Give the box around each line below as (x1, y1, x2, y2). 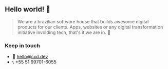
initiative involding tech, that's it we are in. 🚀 (17, 29, 111, 36)
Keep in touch (5, 42, 41, 49)
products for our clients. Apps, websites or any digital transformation (17, 24, 163, 30)
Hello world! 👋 (5, 5, 51, 14)
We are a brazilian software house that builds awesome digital (17, 18, 149, 24)
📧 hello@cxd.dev (12, 54, 48, 60)
